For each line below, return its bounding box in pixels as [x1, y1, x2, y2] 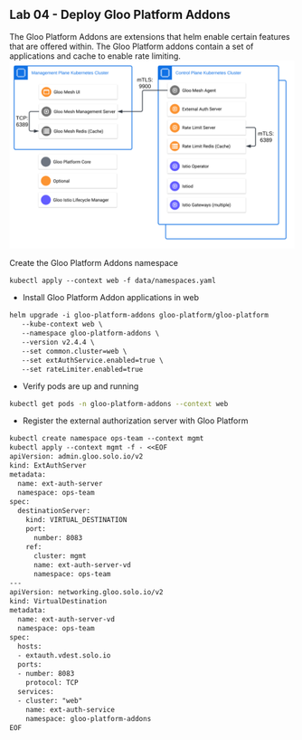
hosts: [17, 642, 42, 651]
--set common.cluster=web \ [21, 346, 127, 356]
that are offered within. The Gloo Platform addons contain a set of [9, 41, 254, 52]
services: [17, 688, 54, 697]
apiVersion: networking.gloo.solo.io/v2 [9, 588, 165, 597]
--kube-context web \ [21, 319, 103, 328]
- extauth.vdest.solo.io [17, 651, 111, 660]
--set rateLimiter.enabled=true [21, 365, 144, 374]
